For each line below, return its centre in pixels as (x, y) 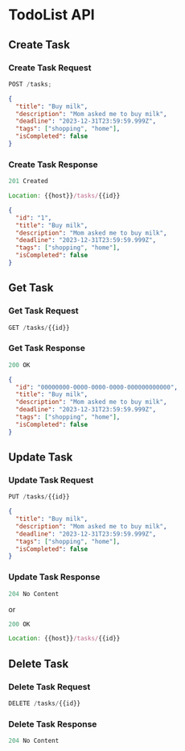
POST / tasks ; (30, 84)
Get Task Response (47, 348)
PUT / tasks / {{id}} (39, 497)
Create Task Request (50, 68)
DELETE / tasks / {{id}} (45, 703)
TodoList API (51, 15)
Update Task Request (51, 480)
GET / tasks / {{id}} (39, 328)
